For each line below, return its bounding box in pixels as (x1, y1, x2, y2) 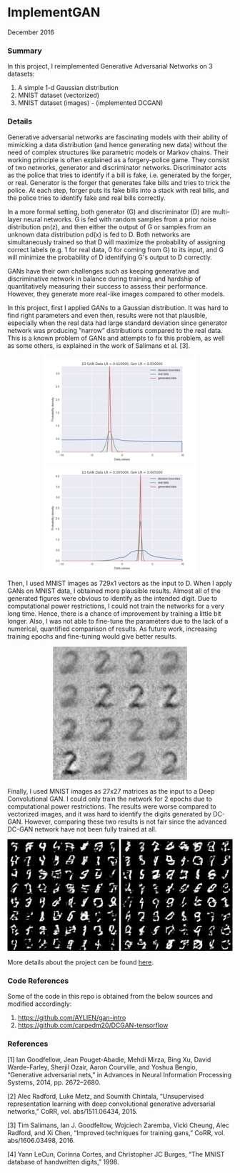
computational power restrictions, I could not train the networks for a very (7, 602, 225, 610)
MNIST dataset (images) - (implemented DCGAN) (17, 99, 164, 107)
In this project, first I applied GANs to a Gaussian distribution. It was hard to (7, 303, 229, 311)
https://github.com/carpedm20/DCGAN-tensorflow (17, 1021, 169, 1029)
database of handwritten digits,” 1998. (7, 1157, 119, 1166)
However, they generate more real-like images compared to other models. (7, 289, 225, 298)
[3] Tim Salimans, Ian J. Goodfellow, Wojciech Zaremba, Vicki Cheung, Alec (7, 1121, 230, 1129)
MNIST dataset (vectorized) (17, 91, 100, 100)
